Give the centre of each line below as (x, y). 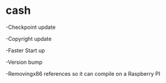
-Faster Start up (25, 50)
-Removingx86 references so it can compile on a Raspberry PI (83, 73)
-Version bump (24, 62)
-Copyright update (29, 38)
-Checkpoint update (30, 27)
